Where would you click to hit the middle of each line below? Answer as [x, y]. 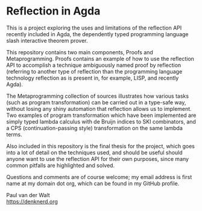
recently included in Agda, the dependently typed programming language [97, 34]
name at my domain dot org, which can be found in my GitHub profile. [93, 183]
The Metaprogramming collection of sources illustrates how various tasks [97, 96]
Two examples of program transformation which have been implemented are [101, 115]
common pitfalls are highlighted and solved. [61, 165]
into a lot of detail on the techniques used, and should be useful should [94, 153]
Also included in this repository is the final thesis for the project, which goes [100, 146]
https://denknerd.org [32, 201]
